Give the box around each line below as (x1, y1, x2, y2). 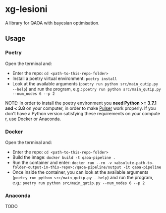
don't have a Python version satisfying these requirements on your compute (5, 110, 160, 116)
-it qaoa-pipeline (123, 165, 162, 170)
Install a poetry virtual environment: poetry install (12, 75, 117, 81)
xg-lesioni (5, 3, 48, 15)
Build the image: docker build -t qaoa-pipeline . (12, 154, 115, 160)
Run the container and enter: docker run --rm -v (12, 159, 112, 165)
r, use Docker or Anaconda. (5, 116, 61, 122)
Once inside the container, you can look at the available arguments (12, 169, 149, 175)
